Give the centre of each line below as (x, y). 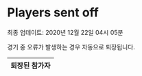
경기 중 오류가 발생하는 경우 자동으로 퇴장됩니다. (71, 47)
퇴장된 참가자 (31, 65)
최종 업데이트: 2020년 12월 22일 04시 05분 (65, 32)
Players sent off (53, 13)
